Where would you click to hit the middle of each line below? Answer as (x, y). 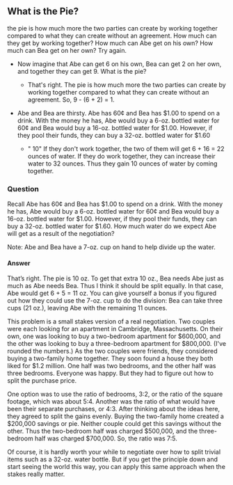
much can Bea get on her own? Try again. (67, 50)
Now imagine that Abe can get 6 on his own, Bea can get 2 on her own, (119, 64)
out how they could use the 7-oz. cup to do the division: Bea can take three (115, 301)
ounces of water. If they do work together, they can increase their (121, 156)
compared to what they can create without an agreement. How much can (112, 35)
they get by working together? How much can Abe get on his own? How (110, 43)
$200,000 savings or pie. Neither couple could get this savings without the (114, 424)
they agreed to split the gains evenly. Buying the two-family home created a (116, 416)
